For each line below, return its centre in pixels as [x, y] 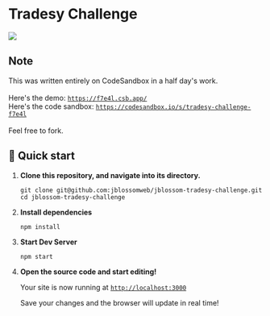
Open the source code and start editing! [88, 272]
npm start [37, 256]
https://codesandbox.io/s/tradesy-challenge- [173, 107]
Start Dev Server [49, 242]
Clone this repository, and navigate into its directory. [110, 175]
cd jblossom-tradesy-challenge [73, 197]
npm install [40, 227]
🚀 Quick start [42, 156]
